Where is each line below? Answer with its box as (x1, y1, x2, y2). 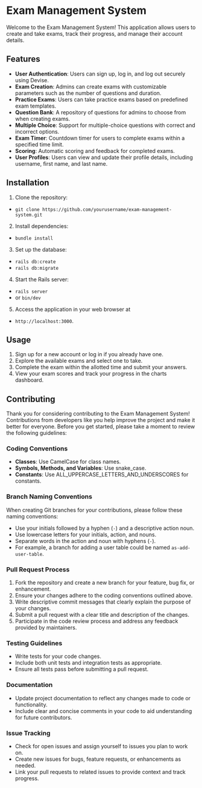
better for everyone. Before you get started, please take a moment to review (6, 423, 195, 430)
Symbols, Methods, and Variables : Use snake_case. (14, 464, 147, 472)
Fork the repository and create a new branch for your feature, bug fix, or (14, 579, 195, 587)
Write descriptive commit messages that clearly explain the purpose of (14, 598, 191, 605)
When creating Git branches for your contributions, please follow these (6, 506, 183, 513)
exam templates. (14, 102, 57, 109)
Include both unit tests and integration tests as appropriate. (14, 659, 162, 666)
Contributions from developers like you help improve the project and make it (6, 417, 195, 424)
